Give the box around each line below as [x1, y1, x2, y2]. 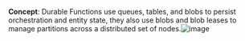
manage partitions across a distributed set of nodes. [8, 24, 182, 33]
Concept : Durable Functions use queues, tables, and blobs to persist [8, 7, 237, 16]
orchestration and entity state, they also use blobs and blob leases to [8, 15, 237, 25]
